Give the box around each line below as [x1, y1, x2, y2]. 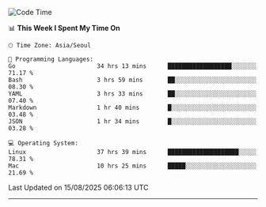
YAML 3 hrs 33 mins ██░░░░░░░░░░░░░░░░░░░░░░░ [8, 90, 257, 98]
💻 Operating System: [8, 139, 79, 147]
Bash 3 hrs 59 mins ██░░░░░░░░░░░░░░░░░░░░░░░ [8, 76, 257, 84]
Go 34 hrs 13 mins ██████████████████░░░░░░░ [8, 62, 257, 70]
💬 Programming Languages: [8, 55, 93, 63]
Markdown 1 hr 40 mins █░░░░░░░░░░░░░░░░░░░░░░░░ [8, 103, 257, 111]
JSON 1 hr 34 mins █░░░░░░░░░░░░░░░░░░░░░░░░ [8, 118, 257, 126]
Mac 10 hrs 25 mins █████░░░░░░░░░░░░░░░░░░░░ [8, 162, 257, 170]
